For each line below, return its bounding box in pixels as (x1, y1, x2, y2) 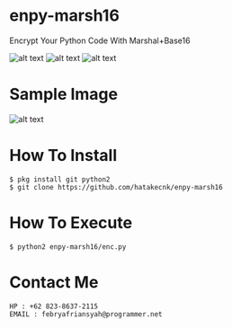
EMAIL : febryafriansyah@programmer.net (9, 309, 164, 319)
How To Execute (9, 213, 133, 233)
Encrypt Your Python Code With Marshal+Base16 (9, 35, 191, 46)
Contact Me (9, 271, 99, 292)
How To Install (9, 146, 118, 166)
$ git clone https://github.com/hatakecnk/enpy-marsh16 (9, 182, 223, 191)
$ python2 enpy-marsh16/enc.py (9, 242, 127, 252)
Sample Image (9, 84, 119, 104)
